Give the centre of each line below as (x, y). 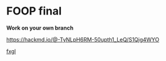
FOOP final (34, 11)
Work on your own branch (40, 28)
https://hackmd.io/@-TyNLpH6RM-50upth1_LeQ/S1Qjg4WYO (83, 39)
